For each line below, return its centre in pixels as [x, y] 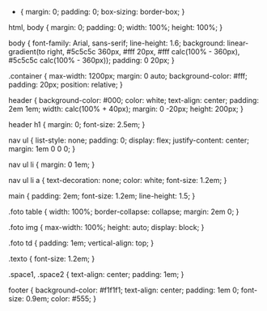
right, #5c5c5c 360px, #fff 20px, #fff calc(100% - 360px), [144, 51]
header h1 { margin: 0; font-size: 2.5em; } [77, 124]
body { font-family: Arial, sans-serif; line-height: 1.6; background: [117, 43]
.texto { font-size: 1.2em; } [52, 259]
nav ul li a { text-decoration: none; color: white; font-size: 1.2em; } [118, 180]
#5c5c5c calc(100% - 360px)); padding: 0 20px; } [92, 60]
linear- [238, 43]
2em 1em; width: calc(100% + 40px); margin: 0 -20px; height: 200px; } [126, 109]
